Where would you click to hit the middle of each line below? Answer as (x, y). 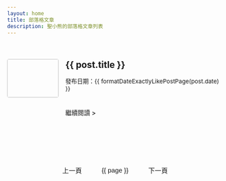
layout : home (26, 13)
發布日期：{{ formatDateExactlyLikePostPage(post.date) (142, 81)
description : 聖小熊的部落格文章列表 (55, 26)
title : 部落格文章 (31, 20)
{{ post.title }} (95, 65)
